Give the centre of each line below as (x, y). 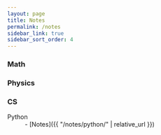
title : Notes (26, 20)
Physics (21, 83)
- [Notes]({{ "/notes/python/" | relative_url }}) (90, 125)
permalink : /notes (34, 27)
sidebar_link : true (36, 33)
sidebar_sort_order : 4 (40, 40)
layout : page (26, 14)
